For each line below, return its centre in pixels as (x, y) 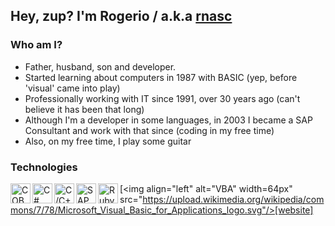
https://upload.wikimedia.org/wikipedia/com (233, 199)
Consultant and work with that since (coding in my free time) (149, 130)
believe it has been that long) (84, 109)
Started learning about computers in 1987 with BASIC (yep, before (161, 77)
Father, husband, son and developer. (100, 66)
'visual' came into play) (72, 88)
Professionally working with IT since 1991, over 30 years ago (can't (162, 98)
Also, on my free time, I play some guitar (108, 141)
